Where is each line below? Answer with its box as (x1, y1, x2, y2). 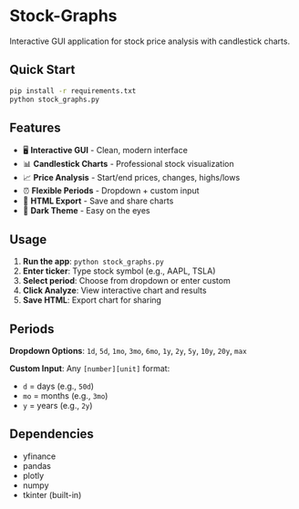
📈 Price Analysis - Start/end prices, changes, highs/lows (22, 172, 241, 183)
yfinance (22, 451, 57, 462)
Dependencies (9, 426, 94, 442)
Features (9, 119, 61, 135)
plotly (22, 470, 45, 481)
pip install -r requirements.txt (9, 86, 137, 96)
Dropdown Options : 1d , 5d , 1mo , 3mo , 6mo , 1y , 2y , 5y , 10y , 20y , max (9, 345, 248, 356)
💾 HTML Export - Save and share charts (22, 195, 174, 206)
